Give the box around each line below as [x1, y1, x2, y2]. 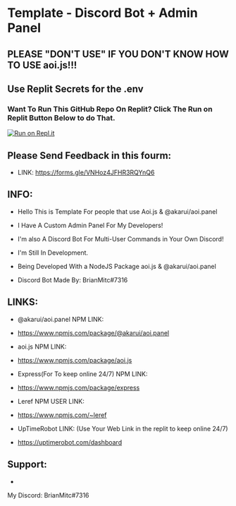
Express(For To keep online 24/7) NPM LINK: [17, 369, 148, 378]
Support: [7, 459, 47, 471]
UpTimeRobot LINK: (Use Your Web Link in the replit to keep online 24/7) [17, 424, 228, 433]
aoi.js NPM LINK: [17, 342, 67, 351]
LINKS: [7, 296, 39, 308]
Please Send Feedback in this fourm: [7, 150, 171, 162]
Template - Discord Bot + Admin [7, 5, 199, 21]
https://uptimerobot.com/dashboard [17, 438, 122, 446]
